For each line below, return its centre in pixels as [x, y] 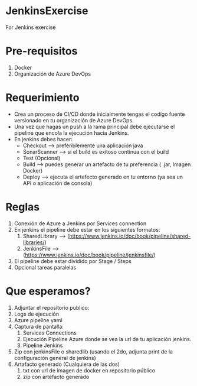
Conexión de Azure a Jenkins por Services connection [80, 223]
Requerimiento [43, 98]
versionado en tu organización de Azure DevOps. [74, 120]
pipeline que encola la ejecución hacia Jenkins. [71, 133]
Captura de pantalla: [39, 326]
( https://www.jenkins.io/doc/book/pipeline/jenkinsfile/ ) [89, 255]
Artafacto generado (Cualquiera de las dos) [67, 364]
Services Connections [50, 333]
